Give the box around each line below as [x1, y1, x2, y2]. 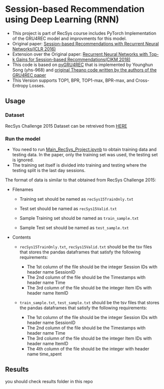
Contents [12, 234, 31, 240]
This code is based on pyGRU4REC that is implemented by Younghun [12, 62, 153, 68]
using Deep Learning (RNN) [5, 14, 119, 25]
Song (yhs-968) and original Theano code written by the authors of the [12, 67, 157, 72]
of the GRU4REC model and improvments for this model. [12, 35, 127, 41]
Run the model [5, 135, 41, 142]
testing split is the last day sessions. [12, 167, 86, 173]
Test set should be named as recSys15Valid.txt [19, 206, 117, 212]
